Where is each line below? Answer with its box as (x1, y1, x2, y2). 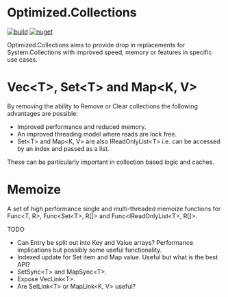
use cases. (7, 55, 38, 63)
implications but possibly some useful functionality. (16, 246, 162, 254)
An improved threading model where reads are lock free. (16, 130, 177, 138)
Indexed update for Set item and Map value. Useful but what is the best (16, 252, 218, 261)
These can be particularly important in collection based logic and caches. (7, 158, 214, 166)
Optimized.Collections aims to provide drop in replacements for (7, 40, 186, 49)
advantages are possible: (7, 109, 79, 117)
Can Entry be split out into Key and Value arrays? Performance (16, 238, 194, 246)
